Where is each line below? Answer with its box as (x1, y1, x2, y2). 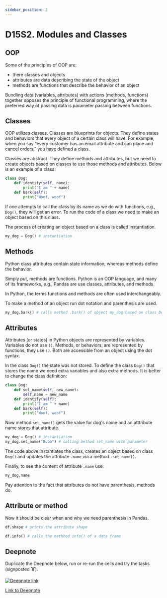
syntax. (5, 353, 20, 359)
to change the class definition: (5, 373, 67, 379)
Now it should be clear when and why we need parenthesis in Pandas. (5, 515, 149, 521)
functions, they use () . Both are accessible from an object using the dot (5, 347, 153, 353)
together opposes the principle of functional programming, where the (5, 97, 148, 103)
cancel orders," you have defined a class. (5, 146, 90, 152)
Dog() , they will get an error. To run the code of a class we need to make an (5, 209, 159, 215)
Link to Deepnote (5, 588, 41, 594)
